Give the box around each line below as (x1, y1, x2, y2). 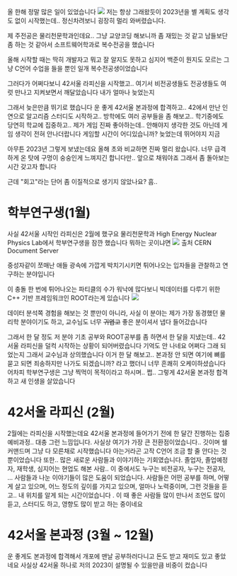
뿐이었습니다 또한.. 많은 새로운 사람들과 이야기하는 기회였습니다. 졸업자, (7, 455, 204, 463)
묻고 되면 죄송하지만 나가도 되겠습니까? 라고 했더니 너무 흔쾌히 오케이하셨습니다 (7, 359, 226, 367)
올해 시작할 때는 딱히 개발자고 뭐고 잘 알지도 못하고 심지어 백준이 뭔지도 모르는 (7, 55, 223, 64)
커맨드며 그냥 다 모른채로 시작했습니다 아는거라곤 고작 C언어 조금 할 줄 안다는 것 (7, 447, 227, 455)
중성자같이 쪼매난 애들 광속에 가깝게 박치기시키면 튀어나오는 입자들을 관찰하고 (7, 260, 221, 269)
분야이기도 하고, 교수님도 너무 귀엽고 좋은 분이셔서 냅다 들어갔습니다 (20, 317, 207, 326)
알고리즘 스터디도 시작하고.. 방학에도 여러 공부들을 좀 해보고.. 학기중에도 (25, 112, 224, 120)
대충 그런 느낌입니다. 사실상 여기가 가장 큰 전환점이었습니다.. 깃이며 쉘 (35, 437, 228, 446)
